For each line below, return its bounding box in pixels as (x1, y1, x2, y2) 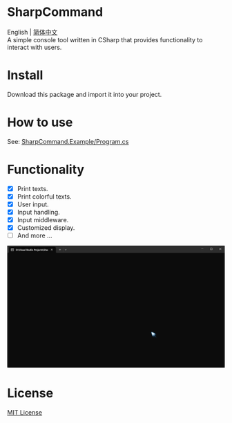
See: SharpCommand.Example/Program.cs (7, 137, 129, 145)
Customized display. (17, 224, 75, 232)
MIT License (7, 408, 43, 417)
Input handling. (17, 208, 60, 216)
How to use (7, 115, 73, 130)
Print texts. (17, 184, 48, 192)
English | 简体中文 (7, 28, 58, 36)
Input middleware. (17, 216, 69, 224)
